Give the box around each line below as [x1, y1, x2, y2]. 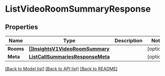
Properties [5, 23, 38, 31]
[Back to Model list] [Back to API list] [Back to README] [5, 66, 118, 72]
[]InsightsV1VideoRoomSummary [28, 45, 110, 52]
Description [114, 38, 143, 44]
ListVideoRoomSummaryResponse [5, 3, 151, 15]
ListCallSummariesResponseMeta [28, 54, 110, 60]
